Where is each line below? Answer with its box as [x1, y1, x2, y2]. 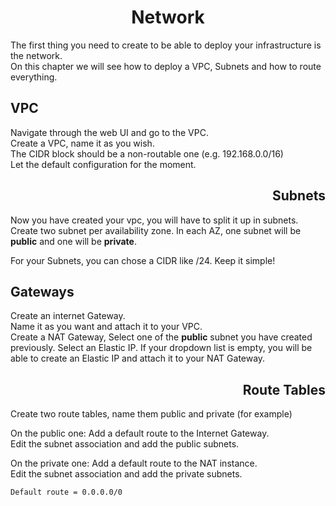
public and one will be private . [10, 235, 137, 247]
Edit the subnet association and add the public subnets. [10, 438, 240, 450]
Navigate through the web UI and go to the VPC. [10, 126, 209, 138]
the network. [10, 49, 63, 61]
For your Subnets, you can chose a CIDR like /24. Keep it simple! [10, 254, 276, 266]
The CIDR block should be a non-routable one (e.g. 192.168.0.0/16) [10, 147, 284, 160]
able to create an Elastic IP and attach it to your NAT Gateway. [10, 352, 266, 365]
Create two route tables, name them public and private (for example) [10, 408, 293, 420]
